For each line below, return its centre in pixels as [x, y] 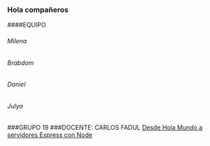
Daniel [16, 85]
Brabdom [21, 63]
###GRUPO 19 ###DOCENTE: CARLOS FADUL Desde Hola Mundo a [105, 128]
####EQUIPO [27, 25]
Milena [17, 41]
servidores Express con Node [50, 135]
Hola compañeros [38, 10]
